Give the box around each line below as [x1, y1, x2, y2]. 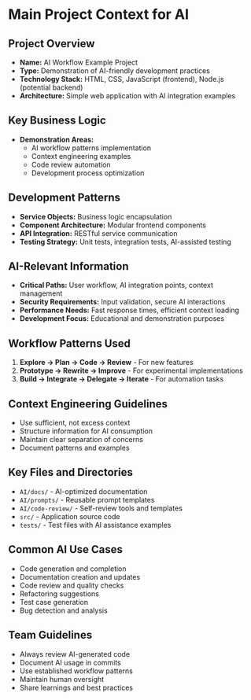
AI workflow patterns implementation [31, 143, 152, 153]
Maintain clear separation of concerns [19, 435, 144, 444]
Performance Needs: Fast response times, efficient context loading [19, 305, 240, 315]
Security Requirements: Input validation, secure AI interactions [19, 297, 226, 307]
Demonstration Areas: [19, 134, 94, 144]
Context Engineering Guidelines [8, 397, 168, 411]
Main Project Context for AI [8, 6, 190, 24]
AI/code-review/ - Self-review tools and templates [19, 503, 183, 513]
